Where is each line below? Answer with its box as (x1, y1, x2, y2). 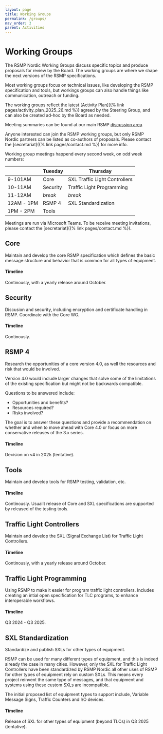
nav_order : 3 (5, 20, 32, 26)
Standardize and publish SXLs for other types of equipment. (5, 646, 126, 652)
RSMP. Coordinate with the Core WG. (5, 311, 80, 317)
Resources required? (12, 405, 54, 410)
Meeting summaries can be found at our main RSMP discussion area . (5, 122, 144, 128)
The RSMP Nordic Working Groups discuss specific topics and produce (5, 62, 148, 68)
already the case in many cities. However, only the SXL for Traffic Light (5, 661, 147, 667)
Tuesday (43, 168, 63, 174)
